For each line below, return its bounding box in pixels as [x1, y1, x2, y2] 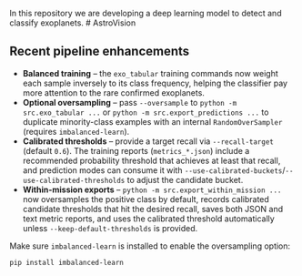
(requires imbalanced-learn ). [22, 126, 130, 137]
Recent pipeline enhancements [9, 44, 190, 59]
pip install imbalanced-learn [9, 258, 125, 267]
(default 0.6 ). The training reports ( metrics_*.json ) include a [22, 145, 250, 156]
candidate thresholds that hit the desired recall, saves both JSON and [22, 203, 284, 214]
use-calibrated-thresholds [22, 176, 126, 185]
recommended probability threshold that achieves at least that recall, [22, 155, 281, 166]
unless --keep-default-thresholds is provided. [22, 222, 198, 233]
